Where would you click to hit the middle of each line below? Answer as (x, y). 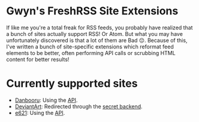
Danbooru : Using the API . (46, 100)
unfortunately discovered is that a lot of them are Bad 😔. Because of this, (97, 40)
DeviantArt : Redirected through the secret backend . (79, 106)
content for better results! (38, 59)
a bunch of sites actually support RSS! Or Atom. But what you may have (94, 33)
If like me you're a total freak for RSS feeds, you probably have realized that (99, 28)
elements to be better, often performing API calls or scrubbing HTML (91, 53)
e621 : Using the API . (40, 112)
